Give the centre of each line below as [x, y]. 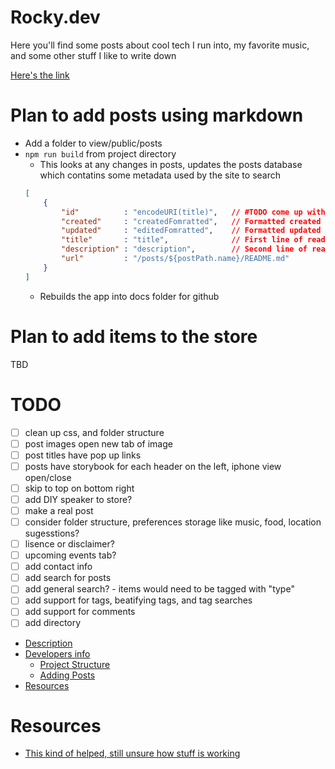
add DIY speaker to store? [78, 499]
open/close [48, 477]
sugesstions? [52, 533]
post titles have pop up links [83, 455]
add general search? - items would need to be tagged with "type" [159, 589]
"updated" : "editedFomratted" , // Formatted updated [191, 231]
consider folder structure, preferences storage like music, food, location [173, 522]
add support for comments [80, 612]
